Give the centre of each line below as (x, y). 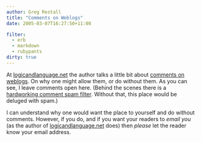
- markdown (26, 46)
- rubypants (27, 52)
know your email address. (39, 132)
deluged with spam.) (32, 100)
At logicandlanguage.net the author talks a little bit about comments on (96, 75)
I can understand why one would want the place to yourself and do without (100, 112)
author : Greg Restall (34, 12)
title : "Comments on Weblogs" (45, 18)
